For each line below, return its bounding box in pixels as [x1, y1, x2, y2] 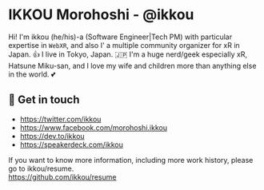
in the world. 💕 [8, 69, 56, 79]
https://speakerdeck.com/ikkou [19, 140, 124, 149]
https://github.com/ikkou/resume [8, 172, 117, 181]
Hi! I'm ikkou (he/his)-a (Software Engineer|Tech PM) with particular [8, 32, 233, 42]
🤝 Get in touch [8, 93, 80, 107]
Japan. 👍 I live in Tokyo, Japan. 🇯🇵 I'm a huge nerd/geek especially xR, [8, 49, 248, 59]
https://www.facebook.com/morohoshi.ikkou [19, 122, 168, 133]
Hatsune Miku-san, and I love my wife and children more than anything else [8, 61, 257, 70]
